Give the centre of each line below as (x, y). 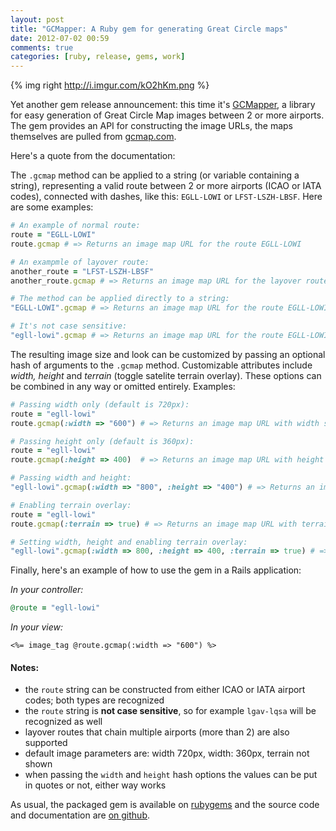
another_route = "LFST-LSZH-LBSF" (82, 271)
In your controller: (47, 590)
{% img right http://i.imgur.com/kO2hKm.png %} (110, 85)
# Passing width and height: (71, 478)
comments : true (42, 47)
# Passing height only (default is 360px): (102, 441)
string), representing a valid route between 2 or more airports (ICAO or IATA (166, 186)
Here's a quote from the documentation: (93, 156)
